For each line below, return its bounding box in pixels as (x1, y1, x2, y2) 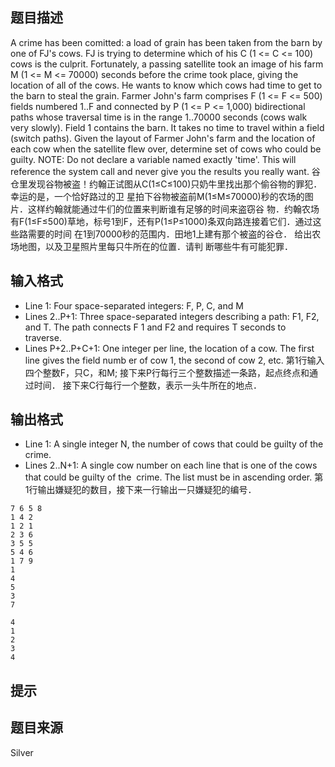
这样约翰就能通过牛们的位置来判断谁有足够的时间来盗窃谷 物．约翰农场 (27, 203, 320, 215)
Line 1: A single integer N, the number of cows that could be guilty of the (24, 438, 324, 450)
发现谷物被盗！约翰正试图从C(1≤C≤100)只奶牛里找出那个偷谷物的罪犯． (27, 178, 323, 190)
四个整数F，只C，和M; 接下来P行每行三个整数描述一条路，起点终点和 (24, 366, 310, 378)
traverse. (24, 331, 62, 343)
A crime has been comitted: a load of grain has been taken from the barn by (10, 36, 323, 48)
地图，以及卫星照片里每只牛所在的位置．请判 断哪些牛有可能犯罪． (18, 240, 293, 252)
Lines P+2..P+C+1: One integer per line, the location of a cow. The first (24, 342, 315, 354)
